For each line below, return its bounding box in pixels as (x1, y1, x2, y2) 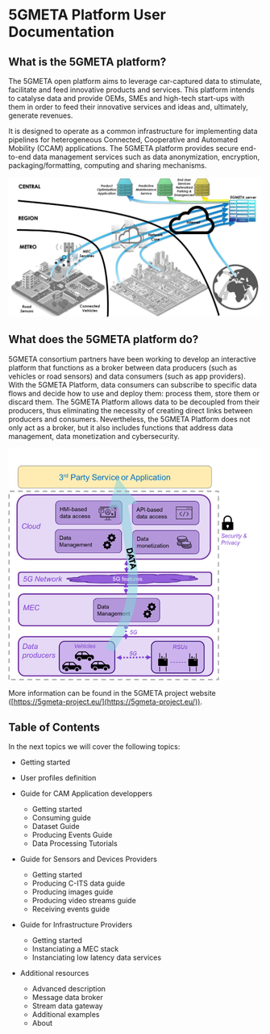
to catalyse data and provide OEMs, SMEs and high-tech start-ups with (8, 94, 245, 103)
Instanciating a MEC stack (31, 944, 119, 953)
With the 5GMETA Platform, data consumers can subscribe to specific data (8, 379, 257, 389)
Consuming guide (31, 813, 91, 823)
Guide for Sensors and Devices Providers (19, 854, 157, 864)
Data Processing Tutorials (31, 839, 118, 848)
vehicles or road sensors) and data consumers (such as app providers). (8, 371, 246, 381)
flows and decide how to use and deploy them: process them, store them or (8, 388, 260, 398)
